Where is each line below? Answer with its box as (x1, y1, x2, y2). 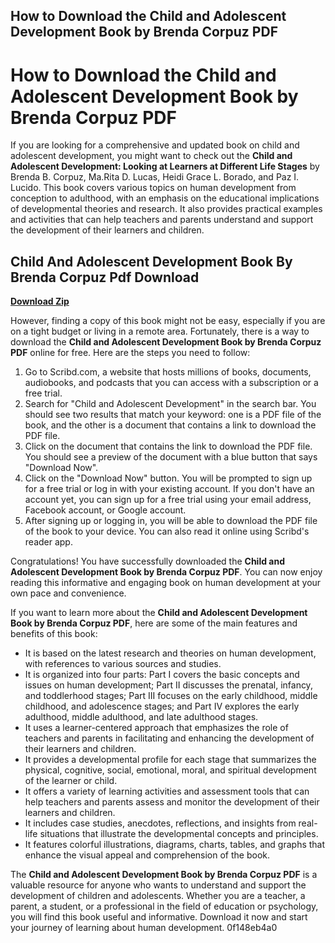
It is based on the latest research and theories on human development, (24, 647, 317, 659)
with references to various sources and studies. (24, 658, 222, 670)
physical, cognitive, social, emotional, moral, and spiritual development (24, 764, 317, 776)
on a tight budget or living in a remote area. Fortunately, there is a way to (10, 325, 310, 338)
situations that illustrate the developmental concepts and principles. (39, 828, 319, 840)
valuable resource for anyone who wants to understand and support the (10, 879, 307, 891)
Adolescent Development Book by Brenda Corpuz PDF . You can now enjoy (10, 566, 323, 578)
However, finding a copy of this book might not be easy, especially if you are (10, 315, 326, 327)
